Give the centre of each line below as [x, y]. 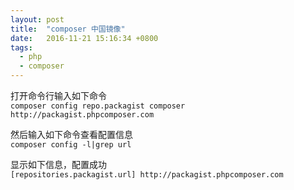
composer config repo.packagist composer [98, 106]
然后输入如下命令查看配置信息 [71, 134]
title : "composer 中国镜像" [68, 29]
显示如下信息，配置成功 [58, 164]
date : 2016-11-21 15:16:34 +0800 [84, 38]
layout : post [37, 19]
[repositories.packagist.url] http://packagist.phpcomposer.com [147, 175]
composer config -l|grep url [71, 145]
